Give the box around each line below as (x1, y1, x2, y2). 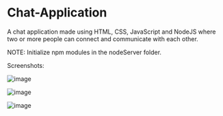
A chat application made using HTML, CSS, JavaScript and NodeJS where (7, 27, 216, 36)
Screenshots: (7, 61, 44, 69)
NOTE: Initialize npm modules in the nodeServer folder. (7, 48, 162, 56)
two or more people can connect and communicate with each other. (7, 34, 198, 43)
